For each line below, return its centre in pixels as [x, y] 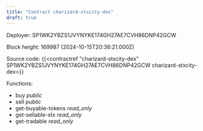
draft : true [21, 18]
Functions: [20, 83]
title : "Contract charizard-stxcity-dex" [60, 12]
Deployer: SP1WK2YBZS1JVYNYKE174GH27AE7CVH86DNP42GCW [91, 35]
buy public [29, 95]
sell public [28, 102]
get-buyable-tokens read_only [54, 108]
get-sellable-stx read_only [48, 115]
